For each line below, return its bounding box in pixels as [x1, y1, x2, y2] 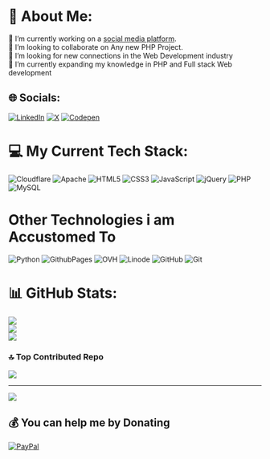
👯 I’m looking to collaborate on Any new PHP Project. [8, 42, 183, 51]
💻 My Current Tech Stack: [8, 142, 189, 160]
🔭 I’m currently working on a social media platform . [8, 34, 177, 43]
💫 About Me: [8, 7, 93, 26]
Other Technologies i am [8, 210, 175, 229]
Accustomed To [8, 228, 117, 246]
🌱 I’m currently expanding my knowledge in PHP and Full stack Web [8, 59, 233, 69]
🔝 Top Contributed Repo [8, 351, 104, 363]
